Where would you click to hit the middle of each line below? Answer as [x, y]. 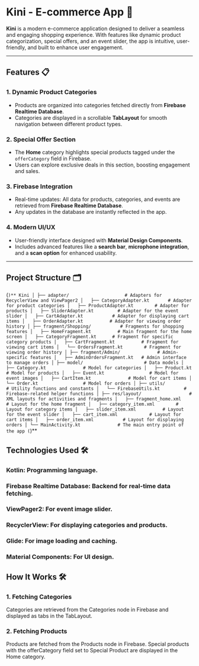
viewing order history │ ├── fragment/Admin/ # [83, 353]
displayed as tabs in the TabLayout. [49, 616]
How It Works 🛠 [36, 577]
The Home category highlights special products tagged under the [95, 152]
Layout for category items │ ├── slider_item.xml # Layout [95, 409]
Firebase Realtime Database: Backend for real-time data [88, 486]
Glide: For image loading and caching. [62, 541]
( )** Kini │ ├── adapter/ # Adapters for [84, 295]
